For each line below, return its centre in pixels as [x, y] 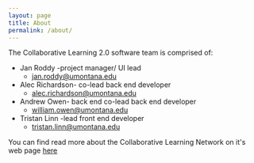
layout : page [30, 15]
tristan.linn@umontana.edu [76, 127]
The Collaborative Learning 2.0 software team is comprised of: [111, 53]
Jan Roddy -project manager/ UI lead [80, 68]
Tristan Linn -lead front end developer [82, 119]
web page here [33, 150]
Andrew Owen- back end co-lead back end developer [108, 102]
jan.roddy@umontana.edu [74, 77]
